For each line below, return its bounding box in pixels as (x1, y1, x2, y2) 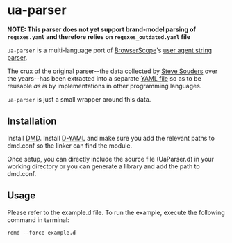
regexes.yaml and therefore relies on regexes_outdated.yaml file (7, 32, 191, 40)
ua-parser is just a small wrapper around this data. (7, 95, 151, 103)
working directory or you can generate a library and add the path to (7, 162, 200, 171)
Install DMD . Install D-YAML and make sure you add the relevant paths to (7, 134, 215, 142)
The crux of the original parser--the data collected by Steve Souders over (7, 67, 218, 75)
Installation (7, 116, 57, 127)
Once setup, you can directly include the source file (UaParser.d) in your (7, 155, 214, 163)
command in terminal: (7, 215, 69, 224)
